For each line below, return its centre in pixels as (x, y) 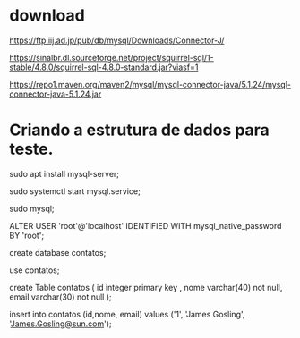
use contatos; (34, 270)
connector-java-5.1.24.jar (56, 94)
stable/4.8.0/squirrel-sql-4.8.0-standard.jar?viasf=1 (104, 67)
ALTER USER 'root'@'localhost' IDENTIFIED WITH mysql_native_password (146, 225)
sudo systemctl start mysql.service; (75, 191)
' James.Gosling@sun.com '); (60, 324)
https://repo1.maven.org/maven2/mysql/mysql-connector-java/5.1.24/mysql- (150, 84)
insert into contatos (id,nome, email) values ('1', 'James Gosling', (127, 314)
